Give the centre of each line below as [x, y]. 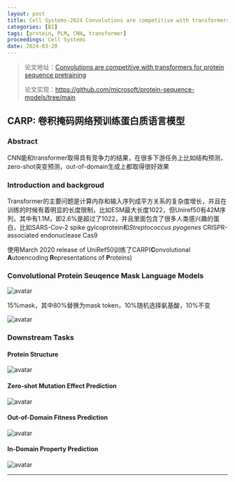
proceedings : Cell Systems [47, 40]
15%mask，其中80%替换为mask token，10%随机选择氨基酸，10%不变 [109, 305]
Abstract [23, 142]
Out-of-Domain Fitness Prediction [58, 418]
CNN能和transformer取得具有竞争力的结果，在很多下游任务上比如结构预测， [117, 158]
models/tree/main [50, 97]
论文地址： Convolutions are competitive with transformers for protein [124, 67]
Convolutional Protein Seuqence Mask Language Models [106, 275]
